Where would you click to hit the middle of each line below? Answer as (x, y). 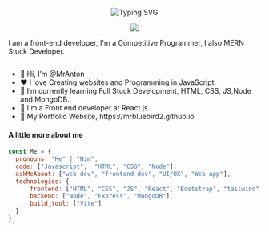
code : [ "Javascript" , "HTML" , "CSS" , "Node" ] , (96, 166)
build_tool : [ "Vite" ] (66, 204)
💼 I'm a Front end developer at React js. (85, 108)
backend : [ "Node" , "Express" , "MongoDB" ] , (101, 196)
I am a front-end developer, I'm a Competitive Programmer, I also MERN (126, 43)
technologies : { (42, 181)
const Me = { (30, 152)
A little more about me (46, 134)
